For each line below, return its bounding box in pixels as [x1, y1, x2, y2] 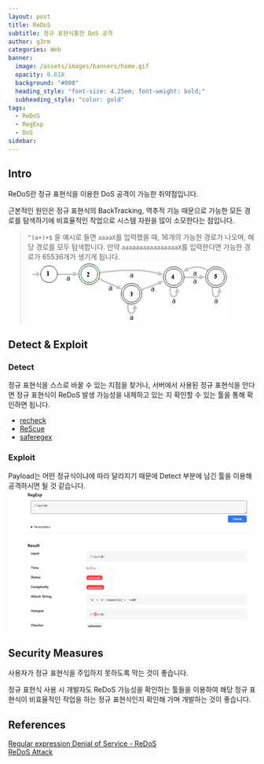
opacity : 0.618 [15, 71, 65, 79]
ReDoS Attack [8, 747, 53, 757]
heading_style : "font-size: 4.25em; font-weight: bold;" [15, 87, 206, 95]
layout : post [8, 13, 51, 20]
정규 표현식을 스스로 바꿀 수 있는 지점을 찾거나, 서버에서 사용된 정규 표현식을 [8, 380, 241, 390]
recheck [19, 416, 47, 425]
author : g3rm [8, 38, 51, 46]
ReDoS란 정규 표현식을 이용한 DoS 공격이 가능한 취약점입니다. [8, 189, 199, 198]
